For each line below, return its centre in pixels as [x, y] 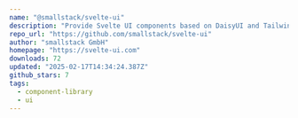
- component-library [55, 91]
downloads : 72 [35, 59]
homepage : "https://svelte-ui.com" [75, 51]
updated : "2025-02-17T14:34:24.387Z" [79, 67]
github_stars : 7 [39, 75]
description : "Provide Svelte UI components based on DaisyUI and [134, 26]
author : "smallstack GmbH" [59, 42]
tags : [19, 83]
